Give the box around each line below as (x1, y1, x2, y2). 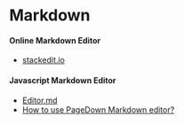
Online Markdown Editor (9, 35, 100, 45)
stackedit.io (21, 55, 65, 66)
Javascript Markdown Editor (9, 74, 116, 85)
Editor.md (21, 95, 58, 105)
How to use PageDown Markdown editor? (21, 104, 175, 115)
